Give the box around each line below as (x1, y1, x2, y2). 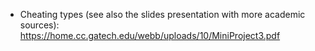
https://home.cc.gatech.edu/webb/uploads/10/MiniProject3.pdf (19, 30, 281, 41)
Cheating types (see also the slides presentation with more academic (19, 9, 306, 20)
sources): (19, 19, 60, 31)
